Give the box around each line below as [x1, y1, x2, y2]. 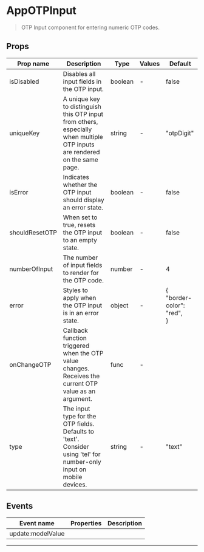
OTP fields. [63, 420, 95, 428]
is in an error [63, 308, 99, 317]
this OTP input [63, 110, 104, 118]
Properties [70, 519, 102, 527]
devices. [63, 480, 87, 489]
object [110, 301, 129, 310]
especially [63, 125, 92, 134]
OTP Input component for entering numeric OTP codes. [21, 24, 160, 31]
